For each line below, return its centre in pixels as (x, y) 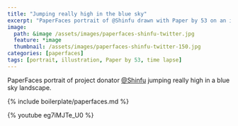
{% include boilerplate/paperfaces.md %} (68, 101)
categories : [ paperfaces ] (45, 54)
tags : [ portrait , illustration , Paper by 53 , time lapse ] (95, 60)
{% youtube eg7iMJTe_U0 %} (51, 115)
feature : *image (38, 40)
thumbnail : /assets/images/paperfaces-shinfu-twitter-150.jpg (107, 47)
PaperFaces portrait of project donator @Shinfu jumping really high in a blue (119, 80)
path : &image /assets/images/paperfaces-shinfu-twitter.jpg (104, 34)
